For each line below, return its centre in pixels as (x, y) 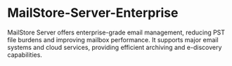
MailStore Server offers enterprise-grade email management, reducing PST (116, 32)
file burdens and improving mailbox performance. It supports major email (113, 39)
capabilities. (25, 55)
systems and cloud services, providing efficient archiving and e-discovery (115, 47)
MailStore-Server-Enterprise (93, 13)
